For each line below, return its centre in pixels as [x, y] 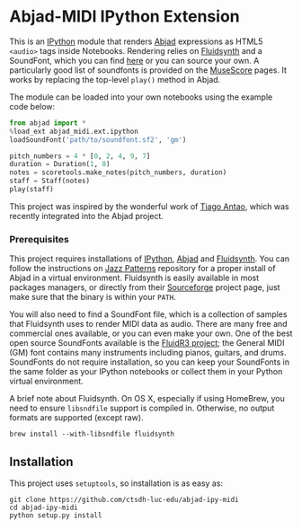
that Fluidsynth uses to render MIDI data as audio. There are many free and [148, 324]
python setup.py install [56, 516]
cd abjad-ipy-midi [44, 508]
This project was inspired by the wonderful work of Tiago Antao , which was [149, 206]
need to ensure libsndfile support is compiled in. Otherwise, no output [142, 408]
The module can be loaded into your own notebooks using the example [141, 97]
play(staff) [31, 190]
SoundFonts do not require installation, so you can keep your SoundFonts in [150, 362]
